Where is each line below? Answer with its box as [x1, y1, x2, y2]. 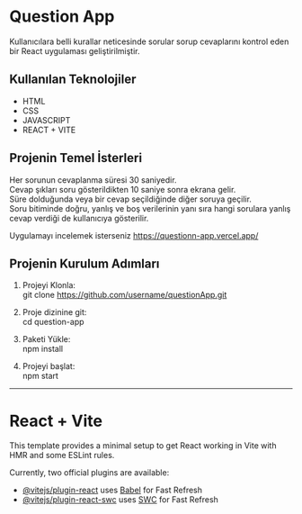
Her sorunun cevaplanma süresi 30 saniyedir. [9, 174, 177, 185]
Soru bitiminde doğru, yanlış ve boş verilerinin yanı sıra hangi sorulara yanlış [9, 203, 291, 213]
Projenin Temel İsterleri [9, 150, 142, 166]
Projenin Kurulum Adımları [9, 256, 160, 271]
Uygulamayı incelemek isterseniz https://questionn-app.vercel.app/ [9, 230, 259, 240]
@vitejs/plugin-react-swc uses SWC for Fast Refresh [22, 494, 218, 505]
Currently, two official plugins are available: [9, 467, 170, 478]
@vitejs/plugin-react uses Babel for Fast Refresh [22, 484, 203, 496]
